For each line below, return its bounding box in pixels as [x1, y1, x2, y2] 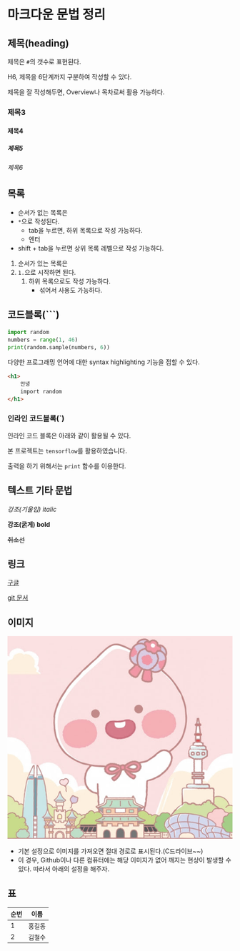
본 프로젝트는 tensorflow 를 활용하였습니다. [7, 446, 127, 455]
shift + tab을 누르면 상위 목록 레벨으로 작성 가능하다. [17, 243, 164, 252]
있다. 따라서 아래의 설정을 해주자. [17, 865, 109, 873]
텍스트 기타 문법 [7, 485, 73, 497]
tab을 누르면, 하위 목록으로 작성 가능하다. [28, 226, 143, 234]
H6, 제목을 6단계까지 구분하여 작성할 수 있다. [7, 73, 132, 81]
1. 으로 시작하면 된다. [17, 268, 76, 276]
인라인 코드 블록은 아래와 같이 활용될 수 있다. [7, 431, 131, 440]
